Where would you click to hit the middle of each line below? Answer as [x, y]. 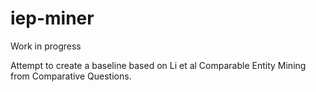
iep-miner [52, 18]
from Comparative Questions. [71, 76]
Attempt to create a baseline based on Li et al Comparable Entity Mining [158, 65]
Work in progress [46, 46]
